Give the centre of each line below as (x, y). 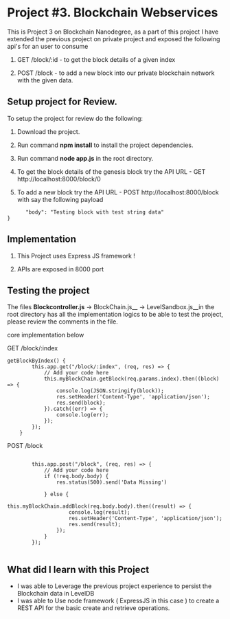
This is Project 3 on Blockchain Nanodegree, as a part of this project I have (113, 32)
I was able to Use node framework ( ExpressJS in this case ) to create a (118, 601)
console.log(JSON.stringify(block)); (110, 391)
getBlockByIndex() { (37, 361)
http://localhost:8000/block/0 (59, 179)
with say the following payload (60, 199)
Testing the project (49, 290)
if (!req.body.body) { (76, 476)
